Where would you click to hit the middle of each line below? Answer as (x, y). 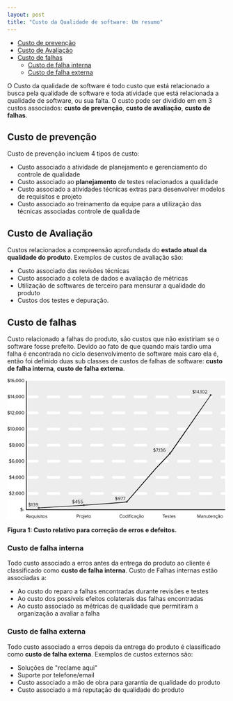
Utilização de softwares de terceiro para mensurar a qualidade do (111, 286)
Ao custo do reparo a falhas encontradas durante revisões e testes (113, 591)
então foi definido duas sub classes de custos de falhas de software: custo (115, 361)
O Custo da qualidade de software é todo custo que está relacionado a (109, 85)
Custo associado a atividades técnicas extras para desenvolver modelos (121, 189)
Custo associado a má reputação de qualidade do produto (101, 690)
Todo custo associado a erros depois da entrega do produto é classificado (114, 647)
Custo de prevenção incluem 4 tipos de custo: (73, 154)
